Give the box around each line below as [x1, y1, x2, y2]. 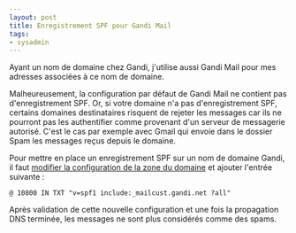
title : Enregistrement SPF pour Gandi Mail [9, 21, 172, 30]
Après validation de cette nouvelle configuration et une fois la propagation [9, 205, 279, 215]
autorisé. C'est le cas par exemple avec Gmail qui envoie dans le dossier [9, 126, 273, 137]
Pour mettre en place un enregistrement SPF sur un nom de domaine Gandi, [9, 152, 285, 164]
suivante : [9, 172, 45, 183]
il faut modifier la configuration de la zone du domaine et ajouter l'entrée [9, 162, 272, 173]
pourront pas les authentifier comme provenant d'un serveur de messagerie [9, 117, 285, 128]
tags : [9, 29, 29, 38]
